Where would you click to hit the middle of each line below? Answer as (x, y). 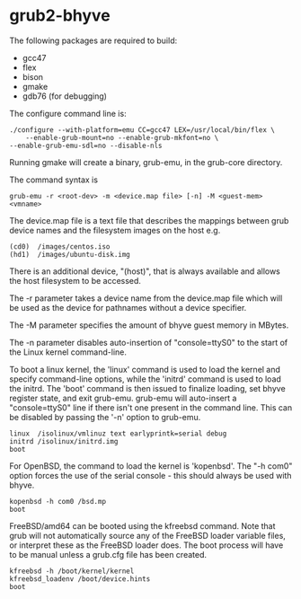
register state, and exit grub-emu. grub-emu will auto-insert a (123, 398)
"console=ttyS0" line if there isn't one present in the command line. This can (151, 407)
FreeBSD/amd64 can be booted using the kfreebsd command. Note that (142, 525)
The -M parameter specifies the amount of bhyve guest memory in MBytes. (149, 325)
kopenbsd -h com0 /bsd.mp (58, 501)
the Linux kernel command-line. (68, 352)
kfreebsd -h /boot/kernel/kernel (72, 571)
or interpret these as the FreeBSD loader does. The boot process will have (146, 545)
